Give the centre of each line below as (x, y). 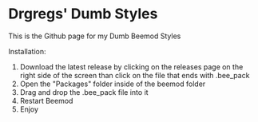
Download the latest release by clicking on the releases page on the (131, 67)
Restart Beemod (46, 100)
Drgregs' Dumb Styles (83, 14)
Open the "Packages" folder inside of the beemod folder (113, 84)
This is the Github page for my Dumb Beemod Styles (95, 36)
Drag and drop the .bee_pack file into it (84, 92)
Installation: (27, 51)
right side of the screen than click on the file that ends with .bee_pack (135, 75)
